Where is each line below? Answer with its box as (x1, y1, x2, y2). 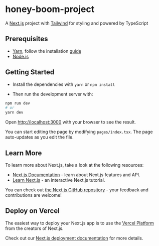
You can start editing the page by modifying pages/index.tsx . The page (5, 129, 153, 135)
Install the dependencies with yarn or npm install (12, 81, 115, 87)
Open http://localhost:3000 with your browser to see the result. (5, 119, 136, 125)
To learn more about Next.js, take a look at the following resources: (5, 162, 144, 168)
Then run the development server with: (12, 91, 93, 97)
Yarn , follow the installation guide (12, 48, 82, 54)
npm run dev (5, 100, 30, 106)
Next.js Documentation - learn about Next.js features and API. (12, 172, 140, 178)
